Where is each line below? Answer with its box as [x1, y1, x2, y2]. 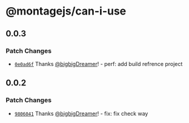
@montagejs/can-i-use [5, 4, 127, 18]
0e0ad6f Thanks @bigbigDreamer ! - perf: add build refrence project [14, 60, 183, 67]
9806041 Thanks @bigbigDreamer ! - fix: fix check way [14, 110, 148, 117]
